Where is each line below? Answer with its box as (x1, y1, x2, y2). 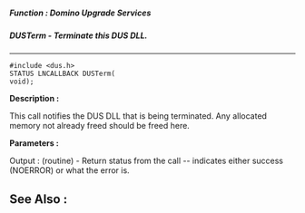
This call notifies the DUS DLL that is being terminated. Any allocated (9, 111, 268, 121)
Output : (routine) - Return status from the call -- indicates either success (9, 155, 284, 167)
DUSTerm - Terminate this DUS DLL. (9, 30, 148, 41)
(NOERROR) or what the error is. (9, 165, 130, 176)
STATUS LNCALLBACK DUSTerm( (9, 69, 116, 79)
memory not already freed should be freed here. (9, 121, 191, 131)
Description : (9, 93, 60, 104)
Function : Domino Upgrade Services (9, 7, 152, 18)
